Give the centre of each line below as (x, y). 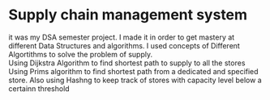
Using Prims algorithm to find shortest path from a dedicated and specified (133, 71)
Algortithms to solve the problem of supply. (81, 54)
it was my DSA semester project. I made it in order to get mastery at (122, 37)
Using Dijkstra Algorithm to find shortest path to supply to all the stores (127, 63)
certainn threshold (39, 88)
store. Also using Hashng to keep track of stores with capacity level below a (135, 80)
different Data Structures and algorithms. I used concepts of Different (124, 45)
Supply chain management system (128, 15)
